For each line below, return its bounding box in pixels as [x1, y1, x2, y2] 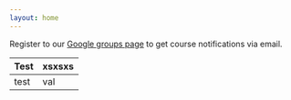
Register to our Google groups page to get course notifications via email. [9, 38, 283, 49]
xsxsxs [42, 60, 75, 73]
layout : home [9, 13, 59, 23]
